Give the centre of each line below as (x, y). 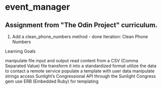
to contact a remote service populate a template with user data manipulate (80, 71)
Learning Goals (20, 51)
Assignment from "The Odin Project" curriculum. (81, 25)
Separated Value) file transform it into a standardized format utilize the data (81, 66)
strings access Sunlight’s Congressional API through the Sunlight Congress (81, 76)
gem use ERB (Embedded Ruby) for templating (52, 81)
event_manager (38, 7)
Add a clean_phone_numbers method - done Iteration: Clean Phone (80, 36)
